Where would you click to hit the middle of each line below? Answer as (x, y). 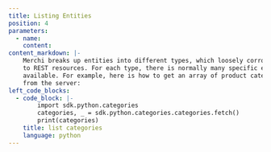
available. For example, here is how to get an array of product (135, 76)
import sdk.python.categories (88, 105)
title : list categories (63, 128)
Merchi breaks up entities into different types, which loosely (133, 61)
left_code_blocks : (39, 90)
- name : (29, 38)
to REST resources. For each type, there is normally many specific (140, 68)
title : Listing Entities (50, 16)
